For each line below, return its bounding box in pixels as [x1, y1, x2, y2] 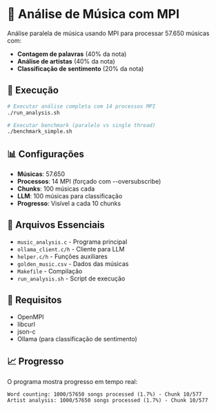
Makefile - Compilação [17, 267, 83, 275]
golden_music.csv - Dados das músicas [17, 259, 129, 268]
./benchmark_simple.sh [7, 128, 72, 135]
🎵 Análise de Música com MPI [7, 6, 180, 22]
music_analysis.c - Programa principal [17, 238, 128, 246]
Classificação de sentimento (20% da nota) [17, 64, 144, 73]
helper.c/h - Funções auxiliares [17, 252, 108, 260]
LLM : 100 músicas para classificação [17, 192, 123, 200]
